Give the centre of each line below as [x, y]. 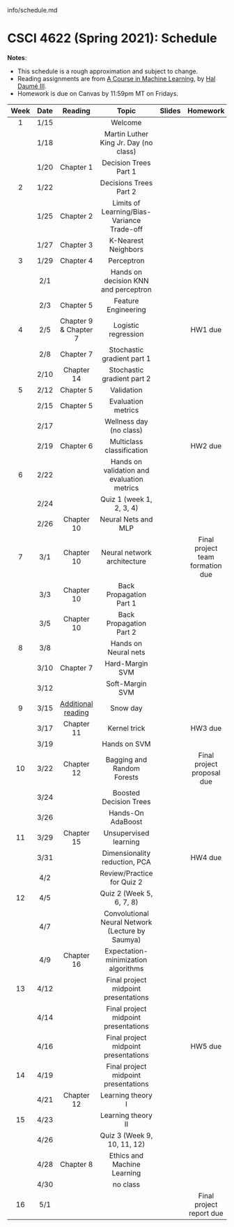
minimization [126, 959]
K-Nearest [126, 241]
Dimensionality [126, 853]
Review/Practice [126, 873]
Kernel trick [126, 728]
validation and [126, 470]
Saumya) [126, 940]
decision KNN [126, 280]
